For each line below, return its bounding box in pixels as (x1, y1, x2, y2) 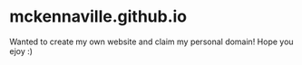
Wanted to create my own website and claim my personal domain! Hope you (9, 36, 294, 47)
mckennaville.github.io (9, 6, 188, 27)
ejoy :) (9, 45, 34, 56)
